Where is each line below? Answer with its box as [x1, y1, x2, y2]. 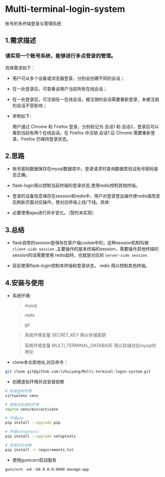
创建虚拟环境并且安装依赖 [12, 378, 65, 384]
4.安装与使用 [5, 278, 44, 287]
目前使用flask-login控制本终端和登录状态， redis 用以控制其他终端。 [12, 263, 150, 268]
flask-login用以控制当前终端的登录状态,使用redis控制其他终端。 [12, 182, 140, 189]
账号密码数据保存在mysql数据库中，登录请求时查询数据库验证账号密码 [12, 166, 154, 172]
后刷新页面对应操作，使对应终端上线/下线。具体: [12, 199, 110, 205]
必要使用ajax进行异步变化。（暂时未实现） [12, 210, 97, 216]
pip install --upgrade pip [5, 420, 61, 425]
